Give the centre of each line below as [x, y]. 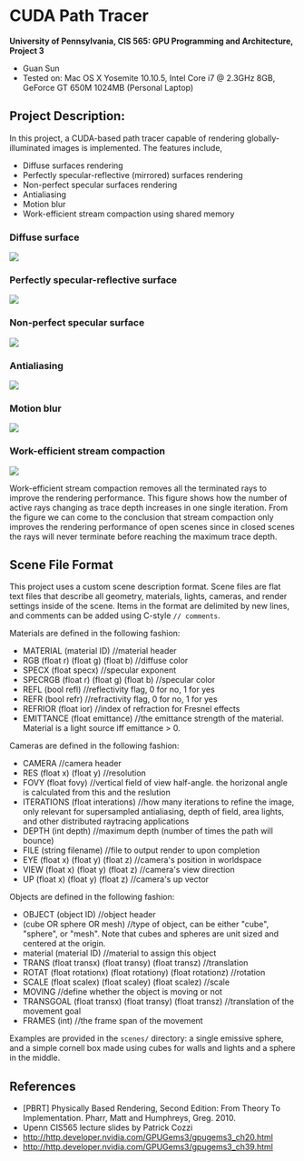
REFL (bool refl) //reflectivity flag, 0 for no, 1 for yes [118, 690]
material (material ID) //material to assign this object [119, 953]
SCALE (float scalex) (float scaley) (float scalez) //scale [126, 982]
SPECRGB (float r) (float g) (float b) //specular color [119, 680]
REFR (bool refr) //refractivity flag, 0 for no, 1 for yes [120, 699]
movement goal [52, 1011]
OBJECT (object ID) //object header [89, 915]
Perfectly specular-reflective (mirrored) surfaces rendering [132, 175]
